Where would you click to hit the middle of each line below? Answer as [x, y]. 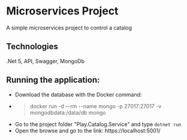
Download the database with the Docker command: [78, 94]
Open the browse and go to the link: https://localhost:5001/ [88, 130]
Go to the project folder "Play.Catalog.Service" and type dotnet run [98, 124]
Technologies [32, 47]
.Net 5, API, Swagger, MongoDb [46, 61]
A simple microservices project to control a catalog [69, 28]
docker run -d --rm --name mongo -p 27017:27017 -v [96, 106]
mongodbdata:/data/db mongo [68, 112]
